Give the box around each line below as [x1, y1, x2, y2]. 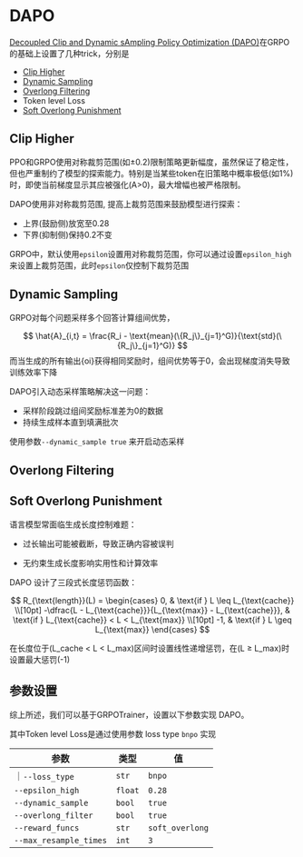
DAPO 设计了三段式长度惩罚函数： [9, 576, 138, 587]
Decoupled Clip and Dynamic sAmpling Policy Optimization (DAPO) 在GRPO [9, 36, 290, 47]
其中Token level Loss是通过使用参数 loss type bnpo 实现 [9, 728, 216, 739]
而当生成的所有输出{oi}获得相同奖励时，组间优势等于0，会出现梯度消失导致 [9, 355, 290, 366]
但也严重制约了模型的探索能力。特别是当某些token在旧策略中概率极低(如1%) [9, 167, 294, 178]
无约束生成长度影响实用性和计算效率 [22, 557, 159, 568]
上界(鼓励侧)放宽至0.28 [22, 217, 110, 228]
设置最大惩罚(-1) [9, 653, 71, 664]
